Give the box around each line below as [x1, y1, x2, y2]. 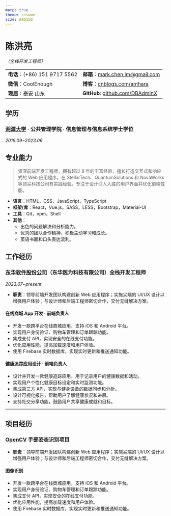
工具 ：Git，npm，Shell [12, 210, 61, 216]
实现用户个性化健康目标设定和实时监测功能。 [12, 379, 107, 385]
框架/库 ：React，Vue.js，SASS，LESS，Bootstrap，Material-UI [12, 204, 147, 210]
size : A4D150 [5, 17, 33, 22]
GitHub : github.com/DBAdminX [82, 90, 158, 97]
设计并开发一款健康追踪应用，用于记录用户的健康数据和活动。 [12, 373, 142, 379]
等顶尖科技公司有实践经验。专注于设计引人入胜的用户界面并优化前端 [17, 180, 161, 186]
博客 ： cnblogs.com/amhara [82, 80, 149, 88]
